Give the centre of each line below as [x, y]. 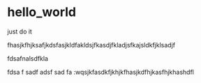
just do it [20, 31]
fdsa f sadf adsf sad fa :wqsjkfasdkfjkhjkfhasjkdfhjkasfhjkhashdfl [100, 72]
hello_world [42, 12]
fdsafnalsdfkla [28, 58]
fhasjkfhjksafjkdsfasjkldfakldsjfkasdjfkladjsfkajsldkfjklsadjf [91, 45]
